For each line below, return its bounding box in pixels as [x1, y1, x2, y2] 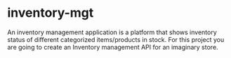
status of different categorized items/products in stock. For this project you [7, 35, 225, 43]
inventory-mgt [7, 5, 94, 21]
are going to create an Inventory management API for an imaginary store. [7, 43, 219, 51]
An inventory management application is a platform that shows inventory [7, 28, 218, 36]
